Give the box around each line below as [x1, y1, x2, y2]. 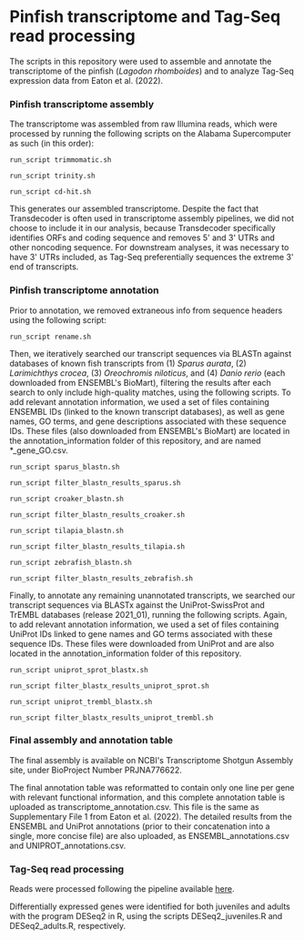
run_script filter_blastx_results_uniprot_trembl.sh [9, 713, 214, 723]
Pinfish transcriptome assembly [9, 97, 155, 110]
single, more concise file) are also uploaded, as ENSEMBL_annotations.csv [9, 830, 289, 841]
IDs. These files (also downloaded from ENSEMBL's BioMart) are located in [9, 425, 290, 436]
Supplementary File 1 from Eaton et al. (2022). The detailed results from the [9, 811, 293, 822]
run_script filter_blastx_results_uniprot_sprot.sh [9, 681, 209, 691]
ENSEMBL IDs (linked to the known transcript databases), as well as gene [9, 406, 285, 417]
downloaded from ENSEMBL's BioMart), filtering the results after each [9, 377, 271, 388]
